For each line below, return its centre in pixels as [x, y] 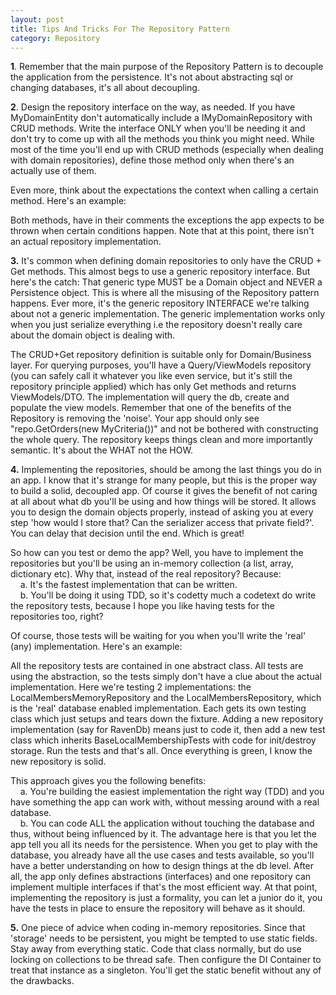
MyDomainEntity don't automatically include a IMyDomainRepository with [161, 118]
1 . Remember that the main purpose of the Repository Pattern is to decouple [167, 67]
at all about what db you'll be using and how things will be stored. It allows [163, 502]
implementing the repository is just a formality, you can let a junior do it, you [166, 898]
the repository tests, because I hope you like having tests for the [142, 606]
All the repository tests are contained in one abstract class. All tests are [157, 666]
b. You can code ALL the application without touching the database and [167, 823]
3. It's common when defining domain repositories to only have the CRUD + [166, 261]
